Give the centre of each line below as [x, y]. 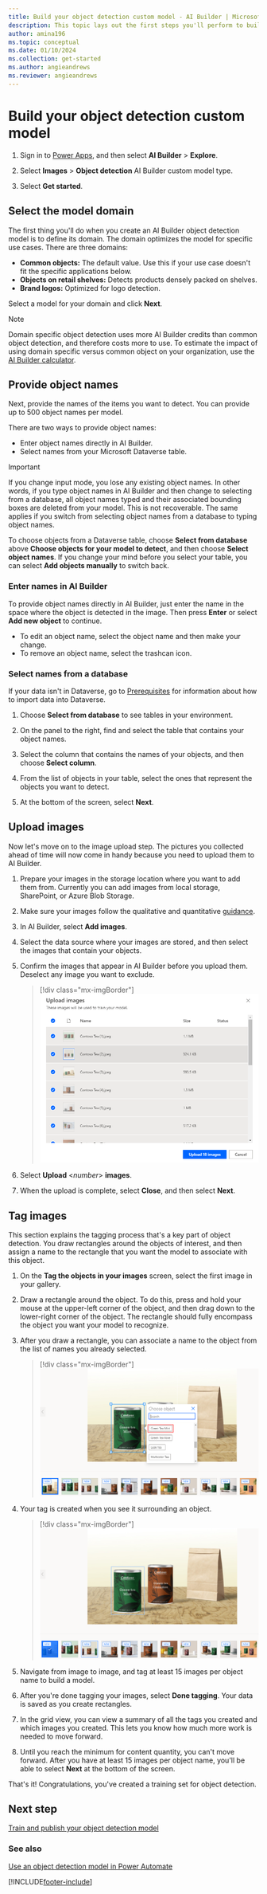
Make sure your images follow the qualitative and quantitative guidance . [137, 911]
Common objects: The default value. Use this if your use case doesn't [135, 262]
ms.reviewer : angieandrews [53, 76]
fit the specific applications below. [76, 271]
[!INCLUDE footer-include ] [50, 1881]
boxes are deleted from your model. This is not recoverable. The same [123, 508]
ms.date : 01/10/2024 [43, 51]
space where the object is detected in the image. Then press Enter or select [133, 612]
